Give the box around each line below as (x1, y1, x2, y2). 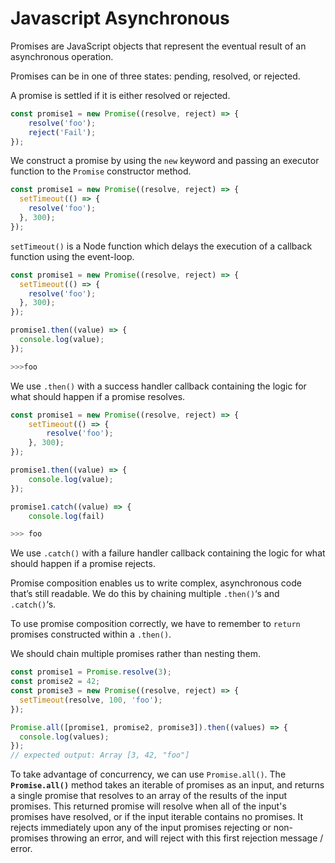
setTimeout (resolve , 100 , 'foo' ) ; (19, 695, 163, 705)
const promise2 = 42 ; (10, 677, 101, 687)
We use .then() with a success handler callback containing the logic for (10, 380, 307, 392)
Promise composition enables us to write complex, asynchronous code (10, 577, 302, 589)
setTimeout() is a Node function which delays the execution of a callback (10, 240, 313, 252)
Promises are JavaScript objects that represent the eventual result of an (10, 40, 307, 52)
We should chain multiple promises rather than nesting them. (10, 648, 262, 660)
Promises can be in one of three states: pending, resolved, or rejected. (10, 70, 301, 82)
